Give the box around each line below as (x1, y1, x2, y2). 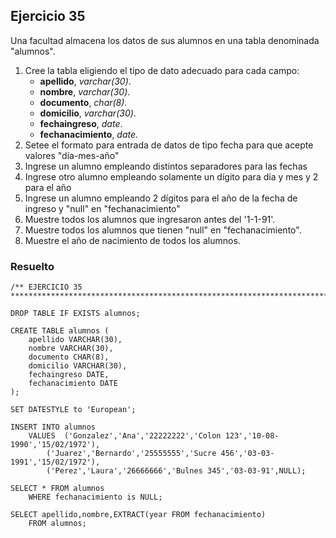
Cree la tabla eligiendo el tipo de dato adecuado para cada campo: (24, 64, 300, 76)
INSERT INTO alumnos (10, 422, 97, 433)
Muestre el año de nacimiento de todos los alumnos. (24, 234, 241, 246)
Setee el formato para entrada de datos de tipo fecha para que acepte (24, 139, 314, 151)
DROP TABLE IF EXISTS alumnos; (10, 309, 141, 319)
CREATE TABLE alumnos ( (10, 326, 110, 336)
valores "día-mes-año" (24, 149, 120, 161)
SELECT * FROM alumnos (10, 484, 105, 494)
